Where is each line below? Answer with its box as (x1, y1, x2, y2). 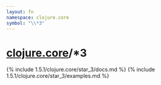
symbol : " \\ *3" (6, 20, 45, 26)
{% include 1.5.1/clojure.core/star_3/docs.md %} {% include (6, 66, 156, 73)
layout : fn (6, 8, 34, 15)
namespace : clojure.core (6, 14, 69, 20)
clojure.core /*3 (6, 46, 87, 60)
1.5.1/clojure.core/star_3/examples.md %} (6, 72, 109, 80)
